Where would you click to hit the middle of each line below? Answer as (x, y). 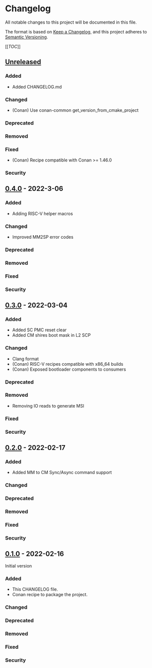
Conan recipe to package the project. (50, 595)
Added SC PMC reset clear (39, 330)
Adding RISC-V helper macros (42, 213)
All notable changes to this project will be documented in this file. (71, 22)
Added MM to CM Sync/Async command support (62, 473)
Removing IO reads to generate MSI (48, 406)
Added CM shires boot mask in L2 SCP (51, 335)
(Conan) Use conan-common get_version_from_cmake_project (75, 110)
